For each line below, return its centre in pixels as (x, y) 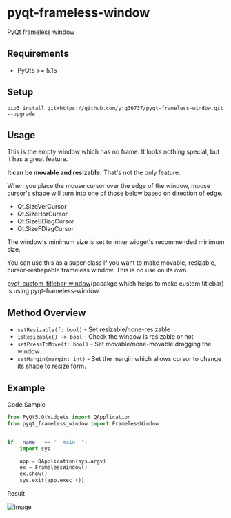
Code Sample (27, 405)
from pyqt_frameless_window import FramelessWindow (83, 423)
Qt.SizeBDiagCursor (46, 221)
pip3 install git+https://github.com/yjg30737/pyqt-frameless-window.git (115, 108)
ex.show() (34, 474)
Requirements (38, 54)
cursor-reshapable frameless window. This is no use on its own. (98, 270)
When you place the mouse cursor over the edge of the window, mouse (109, 186)
